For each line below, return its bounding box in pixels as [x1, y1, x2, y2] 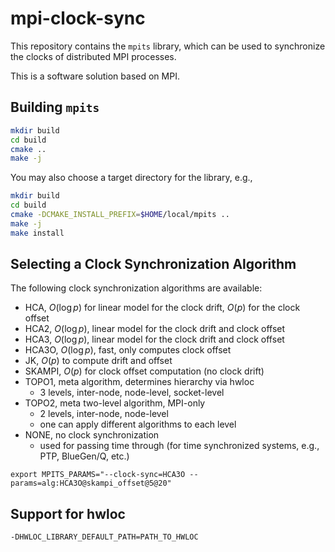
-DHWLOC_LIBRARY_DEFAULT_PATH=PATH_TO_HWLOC [10, 532, 199, 542]
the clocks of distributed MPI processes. [10, 50, 177, 62]
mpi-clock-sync [10, 7, 146, 30]
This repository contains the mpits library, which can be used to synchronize [10, 40, 326, 52]
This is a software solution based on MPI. [10, 70, 180, 82]
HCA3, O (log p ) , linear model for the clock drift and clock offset [24, 333, 285, 346]
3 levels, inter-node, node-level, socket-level [39, 387, 225, 399]
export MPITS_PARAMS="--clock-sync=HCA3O [10, 470, 186, 480]
